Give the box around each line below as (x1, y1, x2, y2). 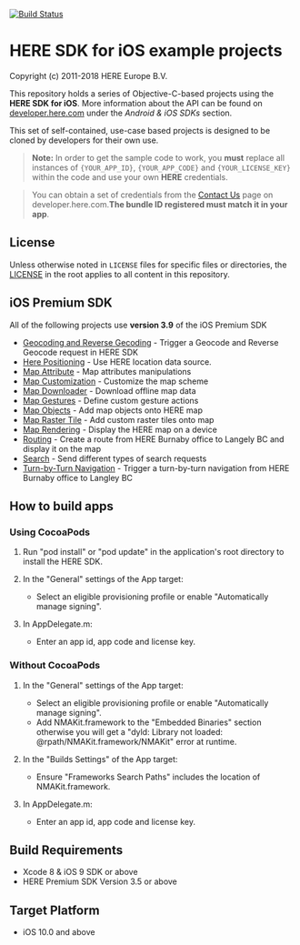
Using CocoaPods (9, 526, 91, 538)
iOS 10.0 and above (22, 927, 95, 938)
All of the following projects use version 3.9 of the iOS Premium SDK (9, 319, 267, 330)
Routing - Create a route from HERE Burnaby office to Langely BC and (22, 433, 285, 445)
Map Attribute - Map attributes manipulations (22, 366, 192, 377)
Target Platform (9, 902, 100, 918)
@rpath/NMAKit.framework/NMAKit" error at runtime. (35, 736, 237, 747)
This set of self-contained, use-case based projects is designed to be (9, 125, 271, 136)
